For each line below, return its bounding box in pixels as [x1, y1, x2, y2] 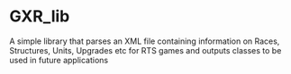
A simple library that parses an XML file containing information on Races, [9, 36, 280, 46]
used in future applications [9, 54, 109, 65]
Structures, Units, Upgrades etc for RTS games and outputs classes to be [9, 45, 282, 55]
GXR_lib [9, 6, 70, 27]
